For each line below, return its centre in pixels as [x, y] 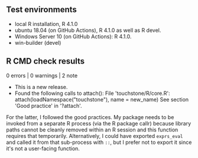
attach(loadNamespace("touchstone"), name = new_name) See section [102, 99]
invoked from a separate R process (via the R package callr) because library [99, 123]
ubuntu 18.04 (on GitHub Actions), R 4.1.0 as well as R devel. [88, 30]
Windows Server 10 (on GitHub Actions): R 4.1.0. [73, 36]
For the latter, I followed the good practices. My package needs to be [90, 117]
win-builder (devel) [38, 42]
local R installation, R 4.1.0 [46, 24]
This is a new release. [41, 87]
